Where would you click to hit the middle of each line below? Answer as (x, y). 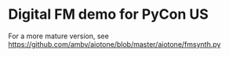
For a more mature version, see (59, 36)
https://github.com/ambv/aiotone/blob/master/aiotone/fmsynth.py (114, 44)
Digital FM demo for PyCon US (109, 14)
